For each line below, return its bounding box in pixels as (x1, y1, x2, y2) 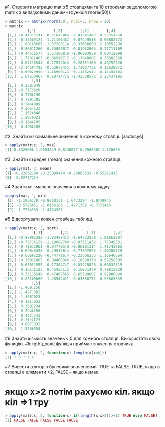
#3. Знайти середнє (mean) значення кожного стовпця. (5, 156, 122, 162)
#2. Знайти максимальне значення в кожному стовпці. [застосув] (5, 133, 144, 139)
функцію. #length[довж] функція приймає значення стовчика (5, 341, 133, 347)
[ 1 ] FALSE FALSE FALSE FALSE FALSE (5, 418, 78, 423)
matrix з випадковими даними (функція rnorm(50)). (5, 9, 112, 15)
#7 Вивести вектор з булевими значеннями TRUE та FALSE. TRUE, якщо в (5, 363, 160, 369)
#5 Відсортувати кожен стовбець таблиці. (5, 216, 94, 222)
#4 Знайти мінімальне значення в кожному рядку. (5, 184, 111, 190)
